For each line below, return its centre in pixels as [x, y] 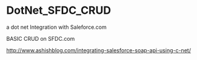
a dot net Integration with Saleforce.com [57, 27]
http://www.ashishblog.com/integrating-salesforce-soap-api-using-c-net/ [98, 50]
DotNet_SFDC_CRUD [58, 10]
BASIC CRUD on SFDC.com [41, 38]
